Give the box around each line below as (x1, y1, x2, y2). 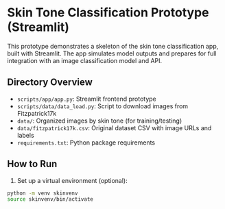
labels (16, 131, 34, 139)
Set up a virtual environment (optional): (16, 176, 128, 184)
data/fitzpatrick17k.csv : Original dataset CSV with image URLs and (16, 123, 212, 132)
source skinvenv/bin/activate (7, 196, 94, 203)
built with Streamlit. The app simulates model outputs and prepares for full (7, 49, 217, 58)
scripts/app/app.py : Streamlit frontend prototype (16, 95, 156, 103)
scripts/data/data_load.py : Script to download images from (16, 101, 189, 110)
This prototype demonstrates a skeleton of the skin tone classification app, (7, 42, 219, 50)
